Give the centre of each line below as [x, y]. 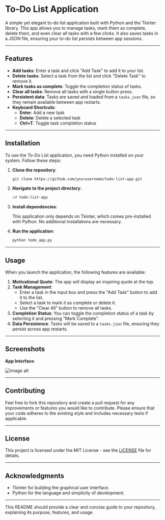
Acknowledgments [35, 476]
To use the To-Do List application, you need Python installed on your [74, 155]
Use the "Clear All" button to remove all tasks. [66, 308]
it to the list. [31, 298]
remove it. [22, 81]
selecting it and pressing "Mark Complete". [55, 319]
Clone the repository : [34, 170]
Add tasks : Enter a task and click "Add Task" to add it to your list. [78, 71]
